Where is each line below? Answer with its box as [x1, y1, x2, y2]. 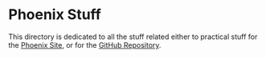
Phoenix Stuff [8, 6, 102, 24]
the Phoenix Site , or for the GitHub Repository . [8, 40, 162, 49]
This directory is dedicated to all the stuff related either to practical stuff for [8, 32, 258, 41]
